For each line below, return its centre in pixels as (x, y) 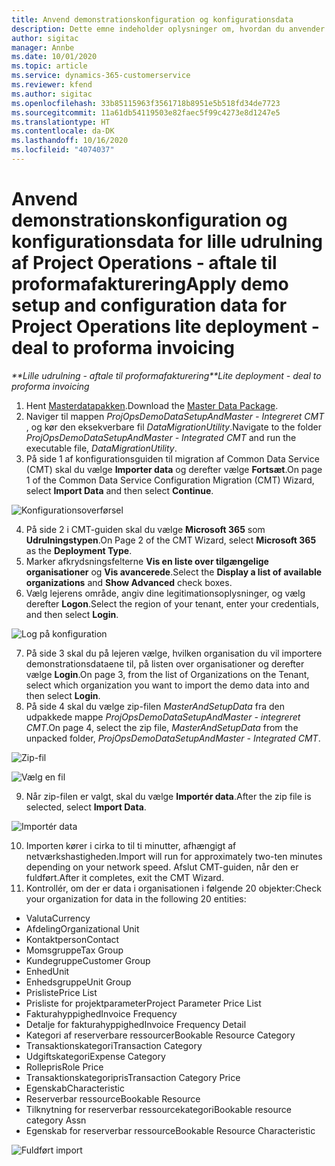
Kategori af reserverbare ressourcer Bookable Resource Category (160, 1035)
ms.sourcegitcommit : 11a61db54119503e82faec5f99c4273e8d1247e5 (146, 112)
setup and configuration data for (149, 305)
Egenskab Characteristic (75, 1088)
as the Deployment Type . (79, 550)
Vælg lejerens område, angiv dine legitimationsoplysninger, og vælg (165, 593)
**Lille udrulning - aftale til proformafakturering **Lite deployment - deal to (166, 375)
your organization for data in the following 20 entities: (136, 898)
